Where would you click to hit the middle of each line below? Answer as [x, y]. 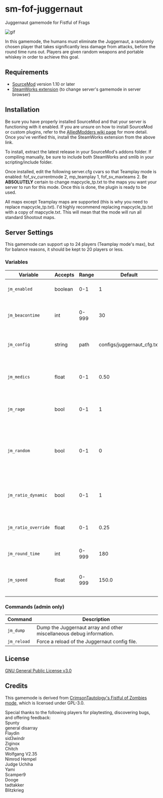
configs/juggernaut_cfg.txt [129, 344]
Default [129, 275]
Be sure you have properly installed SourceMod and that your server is [76, 121]
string [61, 344]
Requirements [27, 72]
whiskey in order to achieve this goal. [42, 57]
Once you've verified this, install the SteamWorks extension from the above [80, 137]
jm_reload [19, 641]
